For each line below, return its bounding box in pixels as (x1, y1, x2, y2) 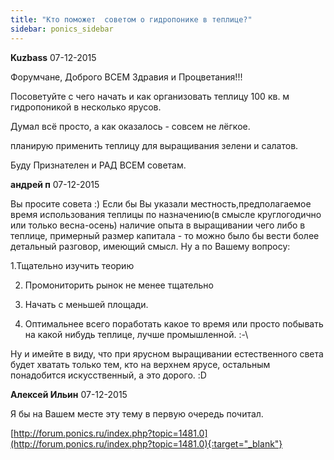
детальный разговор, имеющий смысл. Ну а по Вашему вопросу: (10, 240, 291, 252)
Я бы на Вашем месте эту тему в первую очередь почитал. (10, 407, 264, 420)
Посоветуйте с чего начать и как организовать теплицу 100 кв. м (10, 90, 290, 102)
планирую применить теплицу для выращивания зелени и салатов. (10, 139, 299, 151)
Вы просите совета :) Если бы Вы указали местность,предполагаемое (10, 197, 312, 210)
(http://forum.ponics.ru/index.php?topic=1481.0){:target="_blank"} (10, 437, 283, 450)
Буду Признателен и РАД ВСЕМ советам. (10, 159, 187, 171)
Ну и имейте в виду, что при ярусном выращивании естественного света (10, 347, 324, 360)
